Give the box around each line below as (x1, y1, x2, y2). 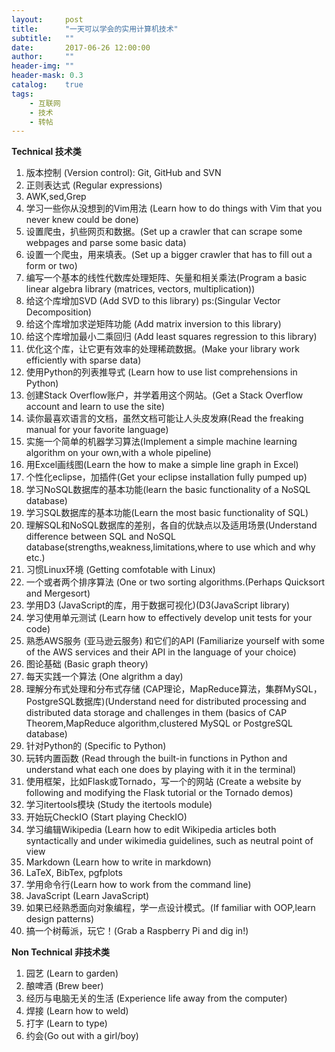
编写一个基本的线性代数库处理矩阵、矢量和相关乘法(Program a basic (25, 272, 308, 284)
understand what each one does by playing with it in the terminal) (25, 764, 297, 776)
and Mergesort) (25, 587, 91, 600)
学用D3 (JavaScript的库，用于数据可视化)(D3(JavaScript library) (25, 599, 291, 611)
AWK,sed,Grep (25, 191, 87, 203)
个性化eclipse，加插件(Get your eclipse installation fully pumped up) (25, 471, 308, 483)
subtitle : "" (11, 33, 75, 43)
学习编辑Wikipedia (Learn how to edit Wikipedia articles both (25, 824, 277, 836)
